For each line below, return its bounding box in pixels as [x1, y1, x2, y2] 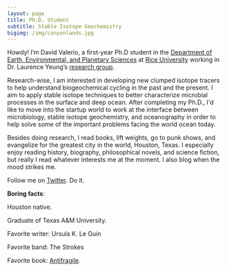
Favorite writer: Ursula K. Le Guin [7, 230, 101, 238]
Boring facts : [7, 190, 45, 198]
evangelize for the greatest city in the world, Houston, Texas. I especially [7, 141, 214, 149]
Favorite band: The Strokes [7, 243, 84, 252]
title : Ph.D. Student [7, 17, 70, 23]
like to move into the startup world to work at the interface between [7, 106, 199, 114]
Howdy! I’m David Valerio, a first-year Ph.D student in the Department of [7, 48, 213, 57]
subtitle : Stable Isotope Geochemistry [7, 23, 122, 30]
